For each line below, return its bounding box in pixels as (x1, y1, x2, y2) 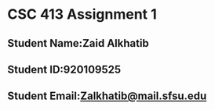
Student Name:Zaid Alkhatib (7, 37, 150, 50)
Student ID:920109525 (7, 62, 122, 76)
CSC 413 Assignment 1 (7, 5, 158, 23)
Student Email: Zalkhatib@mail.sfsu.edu (7, 90, 207, 103)
